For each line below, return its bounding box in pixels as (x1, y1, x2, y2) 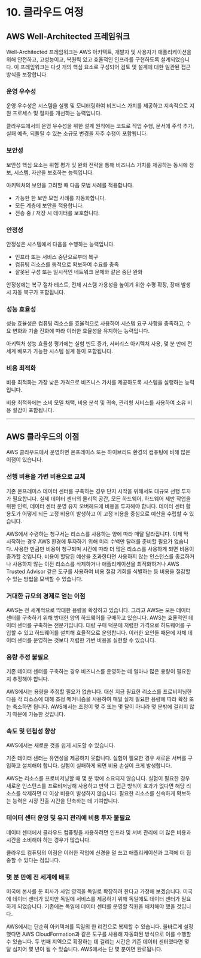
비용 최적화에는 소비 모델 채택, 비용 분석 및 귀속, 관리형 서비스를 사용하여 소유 (6, 399, 187, 406)
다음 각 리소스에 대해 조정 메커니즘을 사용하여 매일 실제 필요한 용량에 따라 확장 (6, 696, 188, 703)
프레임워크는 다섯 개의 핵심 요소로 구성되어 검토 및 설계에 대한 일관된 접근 (20, 64, 191, 70)
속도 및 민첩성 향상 (6, 727, 56, 736)
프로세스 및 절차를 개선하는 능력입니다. (12, 109, 102, 117)
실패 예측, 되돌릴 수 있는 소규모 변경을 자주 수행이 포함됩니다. (6, 130, 148, 137)
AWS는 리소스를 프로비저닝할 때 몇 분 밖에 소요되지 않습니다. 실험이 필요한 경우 (6, 775, 190, 782)
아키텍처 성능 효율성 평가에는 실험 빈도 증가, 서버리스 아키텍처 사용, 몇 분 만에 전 (6, 340, 193, 347)
